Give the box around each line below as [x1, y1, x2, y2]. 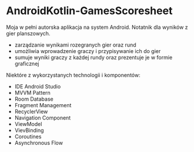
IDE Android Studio [14, 82, 61, 90]
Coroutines [14, 133, 42, 140]
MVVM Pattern [14, 89, 51, 96]
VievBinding [14, 127, 44, 134]
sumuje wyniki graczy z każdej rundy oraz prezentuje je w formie [14, 54, 173, 61]
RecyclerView [14, 108, 48, 115]
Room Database [14, 95, 54, 103]
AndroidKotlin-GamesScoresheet [6, 4, 173, 18]
